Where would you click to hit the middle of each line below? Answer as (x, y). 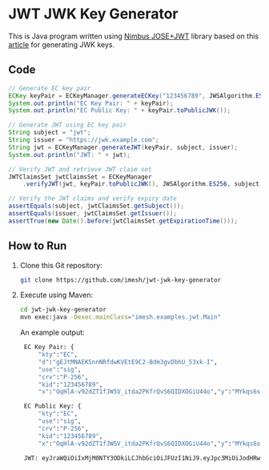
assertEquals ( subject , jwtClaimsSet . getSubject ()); (96, 206)
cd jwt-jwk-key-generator (63, 310)
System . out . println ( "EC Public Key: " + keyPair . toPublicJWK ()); (119, 110)
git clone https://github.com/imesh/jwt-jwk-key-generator (120, 280)
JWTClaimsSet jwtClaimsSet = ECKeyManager (80, 177)
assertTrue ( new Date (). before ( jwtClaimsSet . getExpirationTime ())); (123, 221)
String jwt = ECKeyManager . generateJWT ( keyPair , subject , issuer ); (123, 147)
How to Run (38, 246)
